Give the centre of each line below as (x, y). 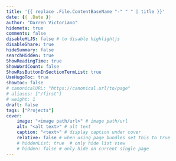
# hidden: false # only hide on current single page (83, 149)
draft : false (22, 105)
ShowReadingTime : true (34, 61)
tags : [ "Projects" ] (30, 110)
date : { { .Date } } (29, 17)
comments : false (26, 34)
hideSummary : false (30, 50)
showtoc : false (25, 83)
